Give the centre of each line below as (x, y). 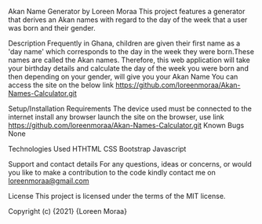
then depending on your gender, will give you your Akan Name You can (123, 77)
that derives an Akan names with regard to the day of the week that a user (128, 20)
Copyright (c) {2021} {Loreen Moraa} (68, 211)
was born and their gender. (52, 28)
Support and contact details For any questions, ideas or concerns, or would (130, 164)
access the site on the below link (61, 85)
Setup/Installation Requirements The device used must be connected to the (130, 108)
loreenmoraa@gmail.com (49, 181)
